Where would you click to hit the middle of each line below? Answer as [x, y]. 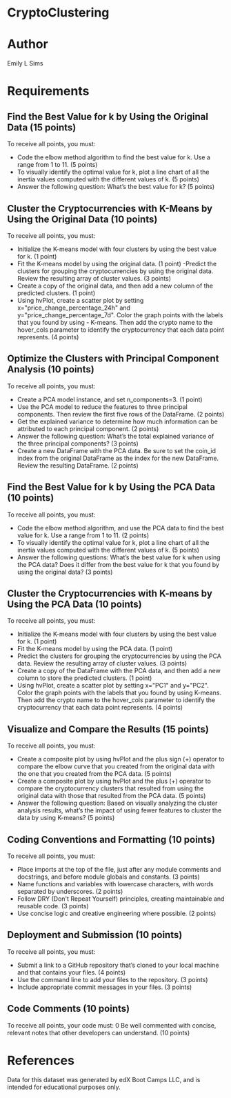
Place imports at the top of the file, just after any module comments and [119, 869]
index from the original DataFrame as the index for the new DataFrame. [118, 458]
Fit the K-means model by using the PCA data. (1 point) [95, 649]
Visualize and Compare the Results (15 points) [108, 729]
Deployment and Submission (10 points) [95, 935]
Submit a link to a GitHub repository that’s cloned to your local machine [118, 965]
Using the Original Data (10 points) [82, 219]
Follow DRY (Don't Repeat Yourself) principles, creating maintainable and [121, 899]
